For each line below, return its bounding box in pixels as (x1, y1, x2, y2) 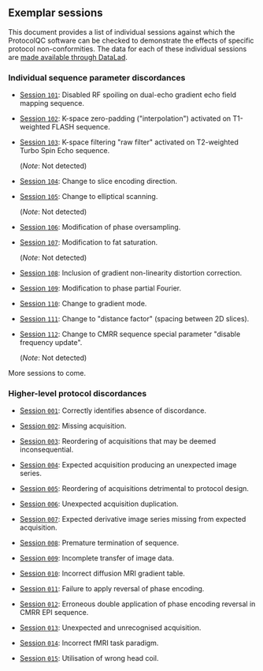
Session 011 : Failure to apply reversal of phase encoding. (19, 584, 205, 594)
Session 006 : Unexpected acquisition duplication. (19, 499, 179, 508)
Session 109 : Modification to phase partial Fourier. (19, 283, 182, 293)
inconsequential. (19, 445, 74, 455)
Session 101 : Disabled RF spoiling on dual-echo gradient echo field (19, 90, 237, 99)
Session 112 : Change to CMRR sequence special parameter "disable (19, 329, 241, 339)
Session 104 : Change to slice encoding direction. (19, 177, 177, 186)
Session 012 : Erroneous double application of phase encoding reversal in (19, 599, 256, 609)
